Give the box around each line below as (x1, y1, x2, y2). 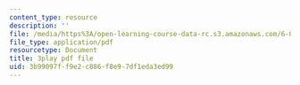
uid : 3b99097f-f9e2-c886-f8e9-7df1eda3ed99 (9, 63, 174, 72)
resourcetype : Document (9, 46, 98, 55)
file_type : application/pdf (9, 37, 114, 47)
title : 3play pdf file (9, 54, 94, 63)
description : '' (9, 21, 70, 30)
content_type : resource (9, 12, 98, 22)
